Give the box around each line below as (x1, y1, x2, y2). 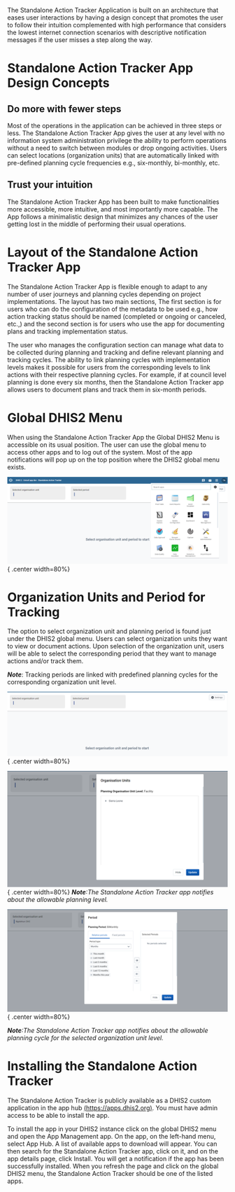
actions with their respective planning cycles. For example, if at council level (7, 370, 227, 379)
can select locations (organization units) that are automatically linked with (7, 151, 219, 160)
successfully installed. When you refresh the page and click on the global (7, 1162, 219, 1170)
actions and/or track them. (7, 657, 84, 665)
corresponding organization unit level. (7, 678, 117, 686)
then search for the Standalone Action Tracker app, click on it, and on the (7, 1146, 219, 1155)
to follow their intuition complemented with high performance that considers (7, 21, 227, 29)
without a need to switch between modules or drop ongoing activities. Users (7, 144, 227, 152)
